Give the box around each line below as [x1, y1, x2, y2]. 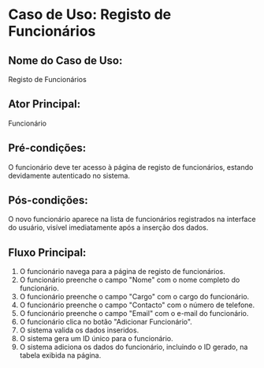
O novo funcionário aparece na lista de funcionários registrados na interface [8, 215, 256, 224]
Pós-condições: [8, 193, 88, 207]
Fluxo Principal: [8, 246, 87, 259]
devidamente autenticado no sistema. [8, 171, 130, 180]
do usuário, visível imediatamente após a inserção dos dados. [8, 223, 209, 232]
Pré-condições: [8, 141, 87, 155]
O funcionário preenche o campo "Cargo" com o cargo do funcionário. [19, 292, 250, 302]
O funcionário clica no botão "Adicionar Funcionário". [19, 317, 193, 327]
